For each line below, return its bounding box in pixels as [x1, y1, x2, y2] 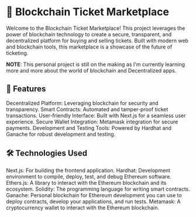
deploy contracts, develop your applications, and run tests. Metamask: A [6, 198, 181, 205]
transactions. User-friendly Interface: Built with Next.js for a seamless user [6, 112, 186, 119]
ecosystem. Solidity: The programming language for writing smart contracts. [6, 185, 190, 192]
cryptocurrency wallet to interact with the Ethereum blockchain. [6, 204, 160, 211]
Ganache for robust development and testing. [6, 130, 116, 137]
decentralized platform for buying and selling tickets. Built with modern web [6, 37, 189, 44]
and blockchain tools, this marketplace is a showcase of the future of [6, 43, 173, 50]
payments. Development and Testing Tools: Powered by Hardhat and [6, 124, 171, 131]
